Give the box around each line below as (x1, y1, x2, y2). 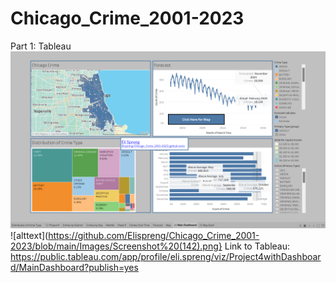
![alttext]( (10, 230, 49, 242)
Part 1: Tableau (10, 40, 72, 52)
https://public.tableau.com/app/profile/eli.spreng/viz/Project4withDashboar (10, 251, 322, 263)
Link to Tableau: (224, 240, 291, 252)
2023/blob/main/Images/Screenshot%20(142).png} (10, 240, 223, 252)
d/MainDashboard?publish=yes (10, 262, 139, 274)
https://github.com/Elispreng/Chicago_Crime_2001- (48, 230, 260, 242)
